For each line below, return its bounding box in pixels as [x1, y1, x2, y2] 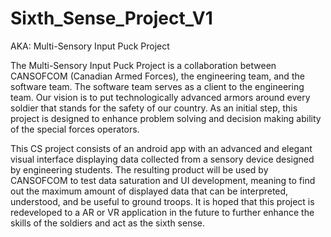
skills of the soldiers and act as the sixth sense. [10, 217, 206, 229]
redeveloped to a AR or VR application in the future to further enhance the [10, 206, 315, 218]
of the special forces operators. [10, 123, 140, 135]
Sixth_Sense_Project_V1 [10, 7, 213, 30]
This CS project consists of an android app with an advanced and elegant [10, 142, 313, 154]
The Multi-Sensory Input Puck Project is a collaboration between [10, 59, 277, 71]
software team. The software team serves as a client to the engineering [10, 80, 305, 92]
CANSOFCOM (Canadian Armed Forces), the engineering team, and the [10, 70, 305, 82]
